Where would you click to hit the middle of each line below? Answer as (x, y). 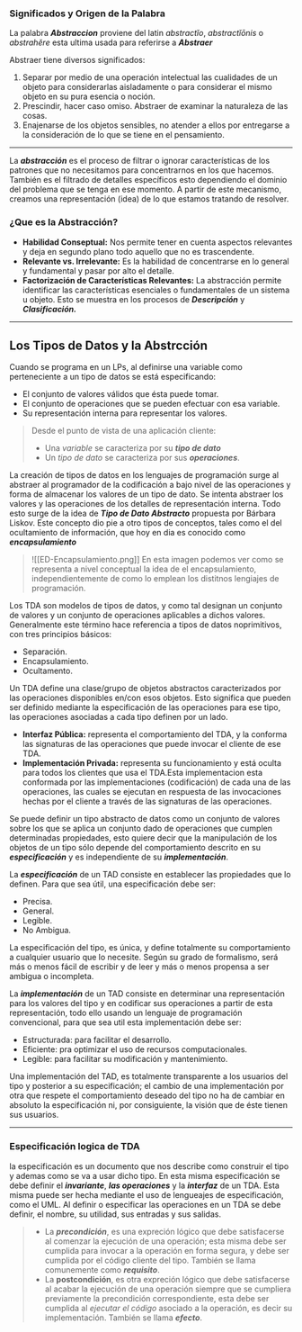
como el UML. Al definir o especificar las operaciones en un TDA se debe (145, 1204)
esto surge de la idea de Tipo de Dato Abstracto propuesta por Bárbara (142, 513)
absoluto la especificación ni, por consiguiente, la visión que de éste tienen (148, 1105)
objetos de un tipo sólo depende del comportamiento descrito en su (135, 848)
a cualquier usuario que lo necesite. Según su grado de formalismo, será (144, 958)
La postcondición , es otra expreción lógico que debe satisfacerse (167, 1279)
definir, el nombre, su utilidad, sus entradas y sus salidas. (115, 1214)
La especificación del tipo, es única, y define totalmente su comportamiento (150, 948)
